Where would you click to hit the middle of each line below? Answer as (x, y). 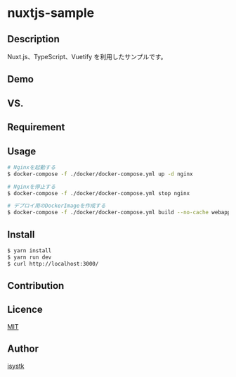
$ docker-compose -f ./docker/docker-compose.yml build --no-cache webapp (119, 213)
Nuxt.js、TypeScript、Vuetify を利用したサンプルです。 (87, 57)
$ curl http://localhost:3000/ (53, 264)
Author (23, 349)
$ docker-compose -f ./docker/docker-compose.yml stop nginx (99, 193)
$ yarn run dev (29, 257)
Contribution (36, 286)
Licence (25, 310)
